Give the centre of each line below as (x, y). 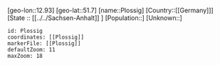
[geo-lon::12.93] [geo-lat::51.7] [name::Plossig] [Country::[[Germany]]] (110, 10)
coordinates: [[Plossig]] (46, 37)
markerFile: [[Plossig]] (44, 44)
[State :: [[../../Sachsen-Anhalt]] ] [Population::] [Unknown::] (95, 18)
